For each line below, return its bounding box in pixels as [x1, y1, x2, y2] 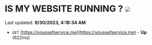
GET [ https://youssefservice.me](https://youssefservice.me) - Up [12, 29, 147, 35]
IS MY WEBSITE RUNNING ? [5, 3, 124, 14]
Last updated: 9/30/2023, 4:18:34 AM [5, 19, 86, 25]
